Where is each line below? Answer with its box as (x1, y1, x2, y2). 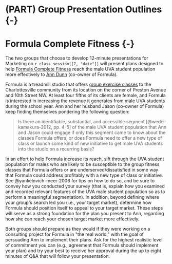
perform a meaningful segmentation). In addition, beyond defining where (5, 194, 159, 200)
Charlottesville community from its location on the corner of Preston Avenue (5, 87, 166, 93)
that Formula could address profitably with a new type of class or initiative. (5, 172, 163, 178)
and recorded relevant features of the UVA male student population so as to (5, 188, 165, 195)
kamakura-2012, (17, 124, 53, 130)
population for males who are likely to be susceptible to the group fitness (5, 161, 160, 167)
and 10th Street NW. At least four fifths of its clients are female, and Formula (5, 92, 166, 99)
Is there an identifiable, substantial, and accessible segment (17, 119, 145, 125)
